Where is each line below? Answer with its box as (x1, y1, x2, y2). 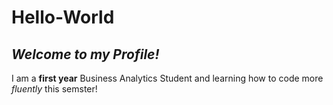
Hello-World (11, 6, 115, 29)
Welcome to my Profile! (11, 46, 160, 63)
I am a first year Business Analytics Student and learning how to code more (11, 72, 324, 84)
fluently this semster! (11, 83, 98, 95)
